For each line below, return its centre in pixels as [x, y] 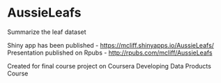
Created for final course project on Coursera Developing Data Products [109, 66]
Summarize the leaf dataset [47, 32]
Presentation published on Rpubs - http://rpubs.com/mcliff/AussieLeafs [110, 53]
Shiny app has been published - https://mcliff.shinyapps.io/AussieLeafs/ [111, 45]
